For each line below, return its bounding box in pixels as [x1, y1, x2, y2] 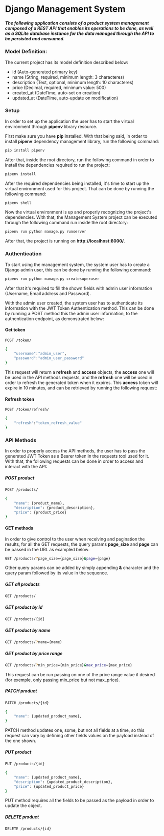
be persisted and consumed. [5, 35, 65, 41]
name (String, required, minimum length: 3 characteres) [12, 74, 125, 80]
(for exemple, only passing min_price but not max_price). [5, 677, 120, 683]
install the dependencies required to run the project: [5, 162, 110, 168]
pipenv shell [5, 200, 32, 205]
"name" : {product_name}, [14, 501, 65, 506]
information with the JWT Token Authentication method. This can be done [5, 305, 154, 311]
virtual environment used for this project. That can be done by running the [5, 185, 154, 191]
